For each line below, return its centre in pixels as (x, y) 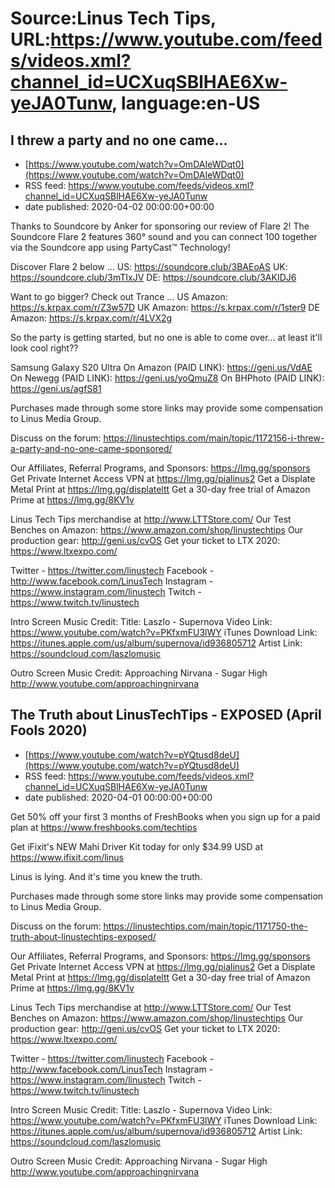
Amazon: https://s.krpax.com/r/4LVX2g (91, 318)
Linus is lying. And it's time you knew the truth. (106, 876)
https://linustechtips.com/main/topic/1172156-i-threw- (214, 438)
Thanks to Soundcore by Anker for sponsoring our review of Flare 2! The (160, 226)
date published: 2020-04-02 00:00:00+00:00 (119, 206)
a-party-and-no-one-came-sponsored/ (91, 448)
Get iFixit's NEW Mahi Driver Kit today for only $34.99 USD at (137, 846)
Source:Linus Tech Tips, (113, 18)
